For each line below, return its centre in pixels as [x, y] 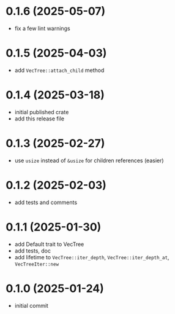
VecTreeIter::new [37, 264]
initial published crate [42, 112]
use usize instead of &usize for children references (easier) [89, 160]
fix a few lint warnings [43, 28]
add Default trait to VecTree [49, 244]
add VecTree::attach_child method [59, 70]
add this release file [39, 119]
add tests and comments [46, 202]
